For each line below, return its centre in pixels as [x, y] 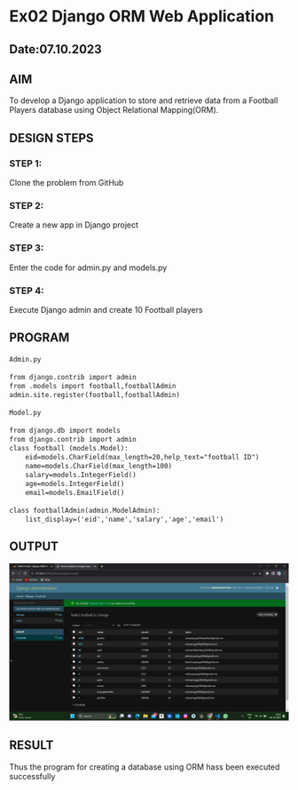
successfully [32, 776]
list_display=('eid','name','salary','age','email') [125, 519]
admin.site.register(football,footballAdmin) [94, 395]
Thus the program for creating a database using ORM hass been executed [145, 767]
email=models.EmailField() [75, 492]
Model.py [25, 412]
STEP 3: [27, 248]
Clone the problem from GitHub [67, 183]
